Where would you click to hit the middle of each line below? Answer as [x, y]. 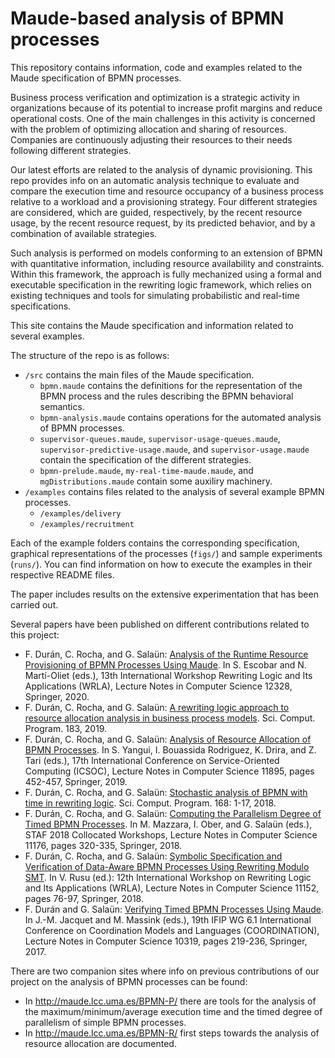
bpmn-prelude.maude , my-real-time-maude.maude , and [146, 470]
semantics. [62, 406]
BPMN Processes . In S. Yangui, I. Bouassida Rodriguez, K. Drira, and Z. [170, 749]
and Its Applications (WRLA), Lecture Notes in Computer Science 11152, [172, 888]
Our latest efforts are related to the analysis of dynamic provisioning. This [161, 169]
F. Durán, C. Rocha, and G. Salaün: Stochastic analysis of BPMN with [166, 792]
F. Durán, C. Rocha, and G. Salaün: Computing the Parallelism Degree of [173, 813]
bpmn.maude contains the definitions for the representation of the [171, 385]
